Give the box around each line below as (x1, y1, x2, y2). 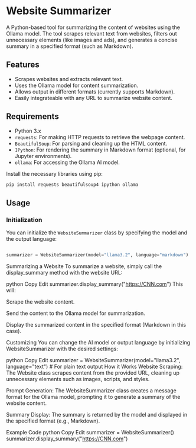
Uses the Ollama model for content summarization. (14, 82, 139, 89)
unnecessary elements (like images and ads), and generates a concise (6, 36, 178, 43)
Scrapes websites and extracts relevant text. (14, 75, 123, 82)
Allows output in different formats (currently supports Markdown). (14, 88, 175, 95)
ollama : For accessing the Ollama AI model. (14, 159, 120, 166)
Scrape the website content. (6, 298, 75, 305)
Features (6, 60, 40, 70)
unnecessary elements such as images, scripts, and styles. (6, 376, 150, 382)
